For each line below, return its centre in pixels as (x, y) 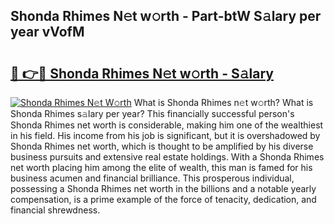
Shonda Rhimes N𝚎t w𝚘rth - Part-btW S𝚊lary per (166, 16)
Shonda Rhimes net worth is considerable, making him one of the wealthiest (167, 125)
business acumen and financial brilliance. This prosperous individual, (152, 178)
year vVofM (47, 32)
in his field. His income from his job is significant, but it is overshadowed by (165, 135)
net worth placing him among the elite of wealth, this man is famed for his (161, 167)
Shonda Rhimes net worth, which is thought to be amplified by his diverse (162, 146)
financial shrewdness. (55, 210)
